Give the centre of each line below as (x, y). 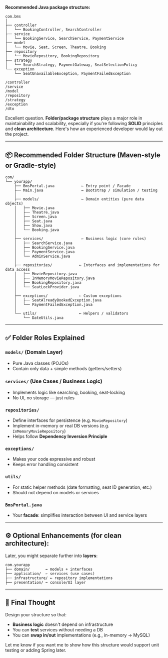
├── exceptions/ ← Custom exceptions (68, 296)
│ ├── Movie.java (34, 208)
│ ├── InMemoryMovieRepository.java (54, 278)
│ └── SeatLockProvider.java (47, 287)
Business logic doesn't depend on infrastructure (63, 624)
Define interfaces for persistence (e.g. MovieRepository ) (70, 420)
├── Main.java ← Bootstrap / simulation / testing (86, 190)
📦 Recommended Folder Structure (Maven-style (83, 155)
